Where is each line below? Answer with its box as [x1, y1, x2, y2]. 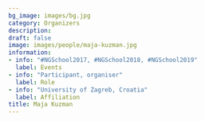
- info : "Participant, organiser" [8, 71, 124, 79]
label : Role [15, 78, 56, 86]
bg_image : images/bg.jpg [8, 11, 91, 20]
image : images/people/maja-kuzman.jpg [8, 41, 137, 49]
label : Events [15, 64, 62, 72]
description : [8, 26, 52, 34]
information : [8, 49, 52, 57]
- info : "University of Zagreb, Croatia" [8, 85, 148, 94]
